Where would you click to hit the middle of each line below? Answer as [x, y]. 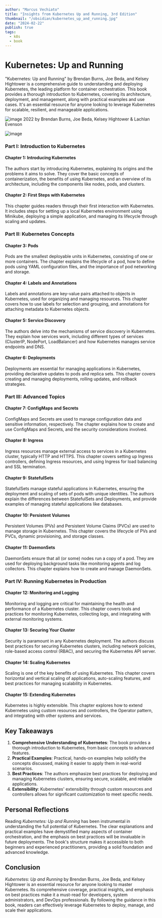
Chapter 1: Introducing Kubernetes [41, 158]
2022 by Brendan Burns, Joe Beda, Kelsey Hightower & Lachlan [87, 119]
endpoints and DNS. [25, 347]
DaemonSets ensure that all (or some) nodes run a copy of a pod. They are [80, 558]
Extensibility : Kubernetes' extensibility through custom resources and [82, 789]
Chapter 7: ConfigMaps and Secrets [42, 408]
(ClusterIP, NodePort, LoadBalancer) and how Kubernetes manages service [80, 341]
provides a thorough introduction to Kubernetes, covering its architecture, [78, 94]
